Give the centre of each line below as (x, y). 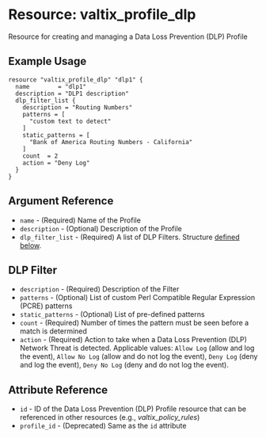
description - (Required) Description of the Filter (99, 289)
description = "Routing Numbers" (78, 107)
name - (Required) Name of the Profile (80, 220)
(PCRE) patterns (46, 306)
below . (30, 245)
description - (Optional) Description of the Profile (101, 228)
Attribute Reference (58, 390)
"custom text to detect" (70, 121)
